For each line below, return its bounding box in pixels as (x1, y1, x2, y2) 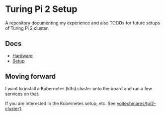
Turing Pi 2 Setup (5, 3, 78, 15)
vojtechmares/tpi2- (116, 100, 156, 106)
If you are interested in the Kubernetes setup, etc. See (5, 100, 116, 106)
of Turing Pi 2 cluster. (5, 25, 49, 31)
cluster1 (5, 106, 21, 112)
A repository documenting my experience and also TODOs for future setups (5, 20, 161, 26)
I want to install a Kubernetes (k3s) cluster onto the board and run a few (5, 85, 153, 91)
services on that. (5, 91, 40, 97)
